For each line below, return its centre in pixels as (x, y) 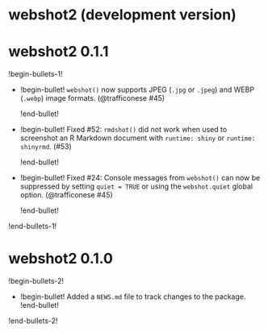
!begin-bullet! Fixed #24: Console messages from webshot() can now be (140, 178)
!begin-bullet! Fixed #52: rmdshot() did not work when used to (124, 130)
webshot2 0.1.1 (59, 52)
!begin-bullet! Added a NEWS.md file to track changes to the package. (133, 297)
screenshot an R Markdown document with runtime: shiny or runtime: (138, 138)
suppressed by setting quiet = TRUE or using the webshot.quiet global (136, 186)
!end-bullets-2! (33, 321)
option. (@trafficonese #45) (66, 195)
